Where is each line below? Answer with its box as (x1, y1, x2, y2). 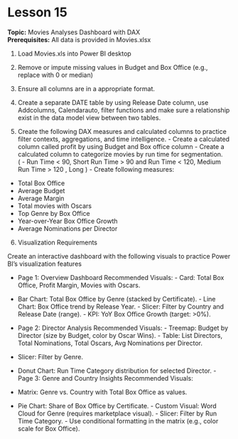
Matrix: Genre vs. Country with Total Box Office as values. (17, 388, 188, 396)
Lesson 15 (7, 4, 67, 21)
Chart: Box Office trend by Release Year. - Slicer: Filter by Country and (17, 302, 225, 311)
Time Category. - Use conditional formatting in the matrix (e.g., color (17, 416, 219, 425)
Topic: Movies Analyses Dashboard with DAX (7, 28, 141, 36)
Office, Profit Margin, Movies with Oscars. (17, 281, 141, 289)
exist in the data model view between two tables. (17, 113, 161, 122)
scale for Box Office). (17, 424, 80, 433)
